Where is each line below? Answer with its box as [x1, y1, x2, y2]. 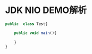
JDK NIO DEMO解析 [5, 4, 87, 16]
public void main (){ [14, 30, 57, 35]
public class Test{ [5, 21, 48, 26]
